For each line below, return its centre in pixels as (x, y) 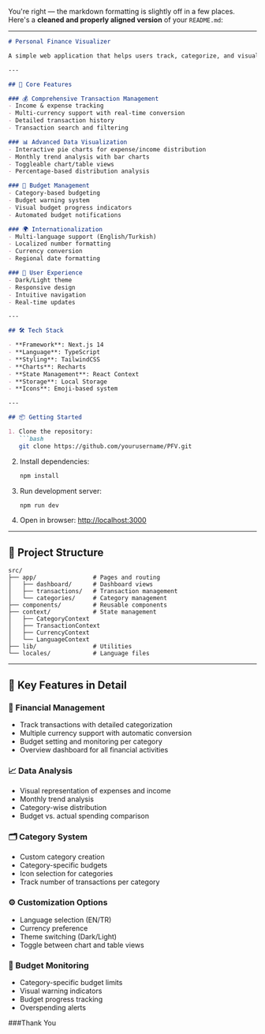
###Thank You (32, 1023)
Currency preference (54, 928)
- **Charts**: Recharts (47, 367)
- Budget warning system (49, 200)
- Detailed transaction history (61, 121)
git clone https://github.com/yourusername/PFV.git (105, 446)
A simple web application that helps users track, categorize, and (121, 56)
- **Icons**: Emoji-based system (63, 389)
